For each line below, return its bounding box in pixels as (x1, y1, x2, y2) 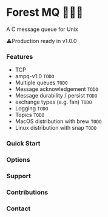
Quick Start (6, 139, 41, 148)
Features (6, 52, 33, 61)
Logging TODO (15, 105, 49, 112)
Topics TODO (15, 112, 45, 119)
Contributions (6, 188, 49, 196)
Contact (6, 204, 31, 213)
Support (6, 172, 32, 180)
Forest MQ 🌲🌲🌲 (6, 5, 84, 19)
